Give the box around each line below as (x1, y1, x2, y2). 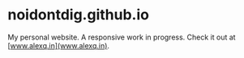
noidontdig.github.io (7, 6, 149, 24)
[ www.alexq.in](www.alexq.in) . (7, 40, 110, 50)
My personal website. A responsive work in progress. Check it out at (7, 32, 236, 42)
